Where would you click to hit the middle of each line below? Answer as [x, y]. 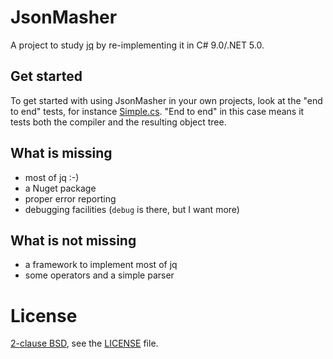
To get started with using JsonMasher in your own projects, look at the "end [166, 100]
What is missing [61, 153]
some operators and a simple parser [99, 275]
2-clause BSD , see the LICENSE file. [84, 343]
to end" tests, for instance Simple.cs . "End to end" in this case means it [157, 111]
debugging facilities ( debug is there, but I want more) [132, 209]
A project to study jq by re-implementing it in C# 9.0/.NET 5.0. [137, 45]
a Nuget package [60, 188]
